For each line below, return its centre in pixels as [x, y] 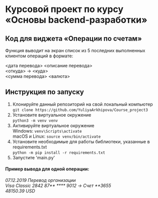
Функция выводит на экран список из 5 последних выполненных [75, 51]
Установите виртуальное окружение [52, 115]
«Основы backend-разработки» [76, 20]
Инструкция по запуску [45, 92]
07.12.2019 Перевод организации [41, 180]
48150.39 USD [20, 191]
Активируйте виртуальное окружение [53, 125]
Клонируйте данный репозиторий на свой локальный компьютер [83, 104]
